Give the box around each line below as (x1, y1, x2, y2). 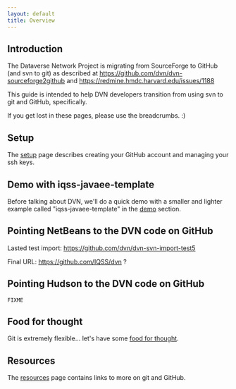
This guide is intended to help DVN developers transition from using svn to (7, 90, 223, 99)
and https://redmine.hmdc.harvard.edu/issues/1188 (66, 77, 215, 85)
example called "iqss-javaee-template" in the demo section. (7, 204, 181, 213)
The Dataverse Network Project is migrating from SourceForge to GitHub (7, 61, 218, 70)
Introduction (7, 43, 63, 55)
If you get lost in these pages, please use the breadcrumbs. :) (7, 111, 186, 120)
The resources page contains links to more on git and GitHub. (7, 373, 186, 382)
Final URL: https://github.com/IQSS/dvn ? (7, 257, 127, 266)
